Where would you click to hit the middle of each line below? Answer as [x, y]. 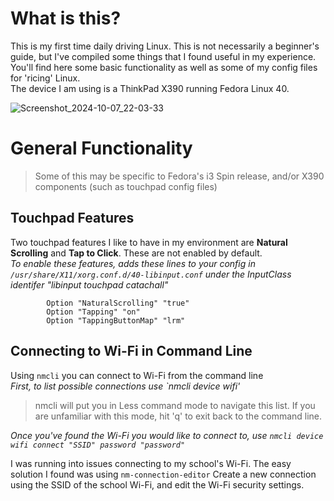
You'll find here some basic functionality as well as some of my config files [164, 67]
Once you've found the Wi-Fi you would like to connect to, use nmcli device [167, 435]
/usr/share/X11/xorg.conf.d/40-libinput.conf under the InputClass [151, 274]
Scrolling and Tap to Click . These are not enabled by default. [136, 253]
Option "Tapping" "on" [93, 312]
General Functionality [101, 148]
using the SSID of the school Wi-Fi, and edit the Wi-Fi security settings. [157, 484]
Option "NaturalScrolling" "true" [118, 303]
